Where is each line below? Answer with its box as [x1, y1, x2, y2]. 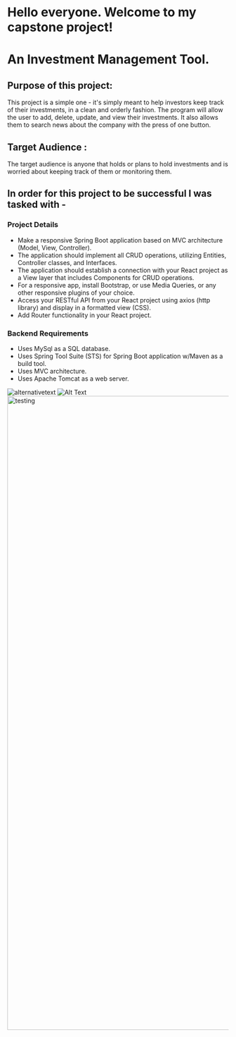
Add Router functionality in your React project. [17, 311, 152, 319]
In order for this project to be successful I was [7, 188, 212, 200]
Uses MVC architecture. [17, 367, 87, 375]
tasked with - [7, 199, 67, 211]
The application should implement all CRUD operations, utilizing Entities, [17, 251, 227, 259]
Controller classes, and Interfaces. [17, 258, 117, 266]
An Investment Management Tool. [7, 51, 209, 68]
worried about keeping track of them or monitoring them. [7, 167, 172, 176]
